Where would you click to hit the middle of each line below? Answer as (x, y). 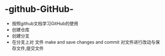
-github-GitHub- (39, 9)
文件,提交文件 (30, 48)
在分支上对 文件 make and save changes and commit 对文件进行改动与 (83, 42)
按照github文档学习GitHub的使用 (45, 23)
